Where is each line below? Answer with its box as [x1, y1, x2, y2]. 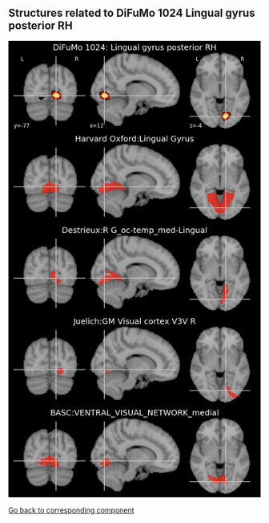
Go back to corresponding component [8, 505, 134, 515]
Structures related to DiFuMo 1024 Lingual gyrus [8, 6, 255, 20]
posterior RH [8, 19, 74, 33]
